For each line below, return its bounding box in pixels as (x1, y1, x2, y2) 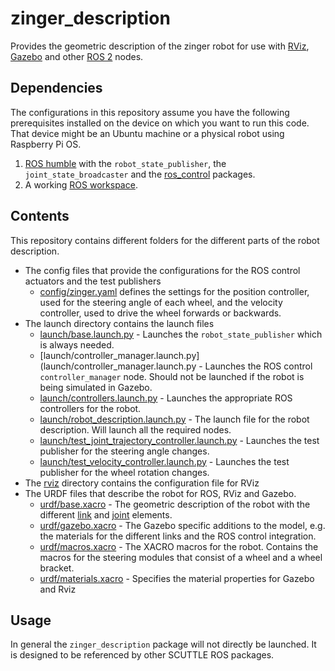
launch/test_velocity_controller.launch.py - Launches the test (39, 455, 290, 467)
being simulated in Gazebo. (39, 381, 153, 393)
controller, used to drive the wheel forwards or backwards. (39, 307, 282, 319)
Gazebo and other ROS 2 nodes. (10, 50, 144, 62)
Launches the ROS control (204, 360, 313, 372)
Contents (10, 208, 70, 225)
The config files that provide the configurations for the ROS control (24, 264, 301, 276)
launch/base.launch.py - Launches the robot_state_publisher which (39, 328, 323, 340)
